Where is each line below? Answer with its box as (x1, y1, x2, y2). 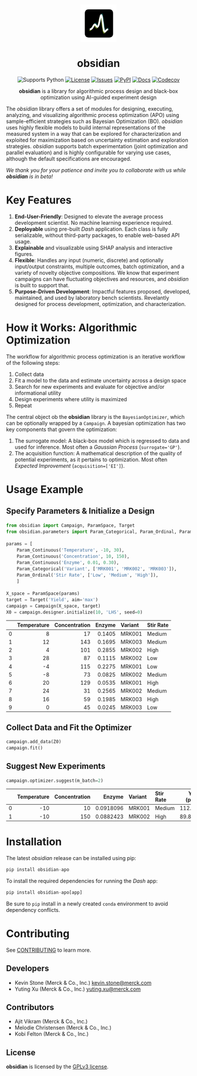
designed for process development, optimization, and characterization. (14, 300, 186, 307)
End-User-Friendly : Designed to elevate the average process (14, 213, 164, 220)
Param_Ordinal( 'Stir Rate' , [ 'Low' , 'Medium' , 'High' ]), (16, 572, 159, 578)
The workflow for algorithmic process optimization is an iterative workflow (6, 353, 186, 360)
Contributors (6, 1002, 55, 1012)
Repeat (14, 402, 32, 409)
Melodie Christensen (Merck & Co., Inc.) (14, 1024, 112, 1031)
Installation (6, 835, 62, 848)
